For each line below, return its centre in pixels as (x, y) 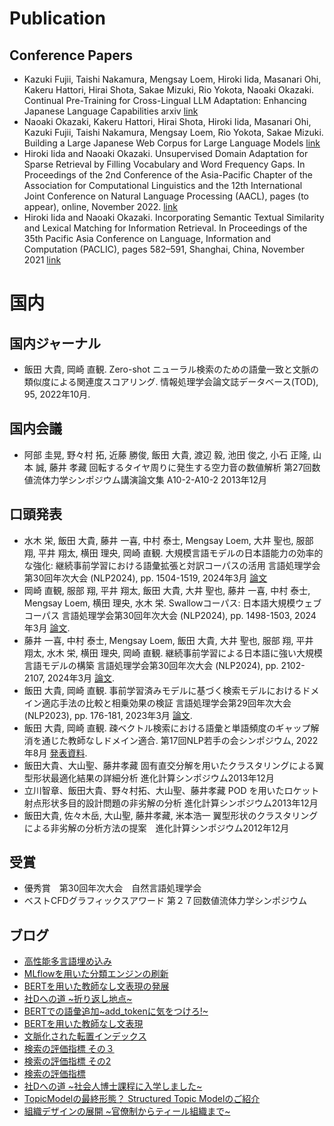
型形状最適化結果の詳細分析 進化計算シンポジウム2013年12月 (149, 778)
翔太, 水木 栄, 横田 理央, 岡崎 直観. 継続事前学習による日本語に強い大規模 (173, 653)
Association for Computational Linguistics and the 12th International (163, 185)
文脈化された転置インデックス (85, 1036)
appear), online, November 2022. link (100, 206)
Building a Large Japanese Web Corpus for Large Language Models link (172, 143)
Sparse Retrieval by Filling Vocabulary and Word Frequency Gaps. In (164, 164)
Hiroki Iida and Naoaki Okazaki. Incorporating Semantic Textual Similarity (174, 217)
